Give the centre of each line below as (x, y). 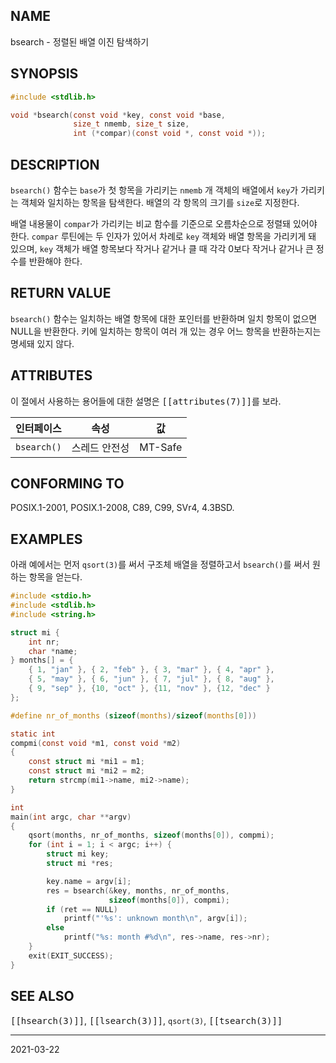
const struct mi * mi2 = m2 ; (86, 771)
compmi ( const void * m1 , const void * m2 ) (96, 743)
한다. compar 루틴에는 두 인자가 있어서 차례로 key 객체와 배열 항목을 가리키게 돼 (163, 236)
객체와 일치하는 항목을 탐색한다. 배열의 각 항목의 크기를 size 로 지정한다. (160, 202)
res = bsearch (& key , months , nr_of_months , (138, 890)
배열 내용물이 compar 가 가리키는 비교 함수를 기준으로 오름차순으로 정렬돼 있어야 (164, 223)
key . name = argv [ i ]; (89, 881)
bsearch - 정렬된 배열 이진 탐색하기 (80, 41)
